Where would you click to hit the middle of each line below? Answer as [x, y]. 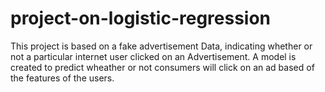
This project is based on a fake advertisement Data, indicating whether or [161, 46]
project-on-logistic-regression [141, 18]
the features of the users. [62, 78]
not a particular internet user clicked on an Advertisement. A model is [153, 56]
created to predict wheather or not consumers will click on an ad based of [162, 67]
